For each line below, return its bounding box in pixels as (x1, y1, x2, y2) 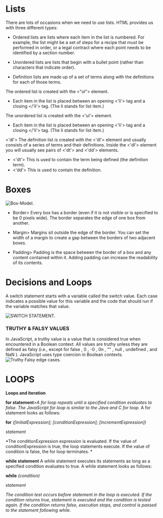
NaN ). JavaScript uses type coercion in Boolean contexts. (5, 352, 123, 357)
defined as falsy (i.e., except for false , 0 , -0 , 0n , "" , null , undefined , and (5, 347, 158, 352)
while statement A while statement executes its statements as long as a (5, 458, 150, 464)
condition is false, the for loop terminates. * (5, 449, 93, 455)
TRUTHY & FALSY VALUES (5, 325, 70, 332)
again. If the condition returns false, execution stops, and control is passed (5, 502, 157, 508)
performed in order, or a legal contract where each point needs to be (12, 44, 151, 50)
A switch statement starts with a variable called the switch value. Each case (5, 293, 158, 299)
